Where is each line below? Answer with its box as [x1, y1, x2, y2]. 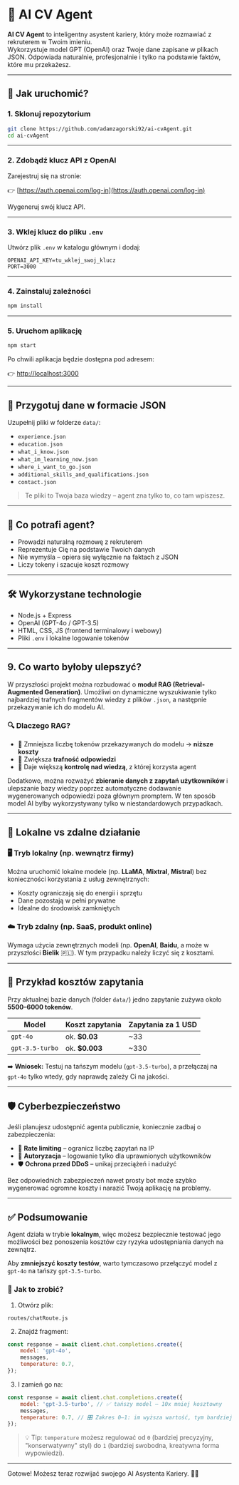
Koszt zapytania [65, 1019, 122, 1029]
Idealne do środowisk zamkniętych [17, 903, 120, 912]
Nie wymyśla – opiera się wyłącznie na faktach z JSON [17, 553, 179, 561]
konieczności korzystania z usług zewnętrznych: [7, 875, 149, 883]
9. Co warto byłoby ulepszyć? [7, 661, 142, 673]
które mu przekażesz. [7, 60, 71, 68]
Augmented [7, 687, 44, 696]
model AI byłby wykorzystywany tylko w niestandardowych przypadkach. [7, 798, 223, 808]
